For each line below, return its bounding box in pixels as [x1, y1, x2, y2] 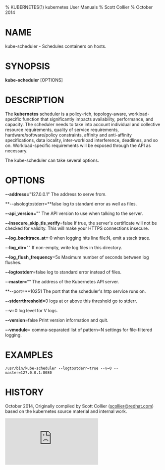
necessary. [5, 147, 28, 153]
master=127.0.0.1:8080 [5, 370, 52, 375]
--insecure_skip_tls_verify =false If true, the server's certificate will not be [5, 220, 157, 226]
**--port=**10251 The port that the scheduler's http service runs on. [5, 288, 146, 294]
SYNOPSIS [5, 61, 51, 72]
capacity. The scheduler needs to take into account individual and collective [5, 121, 161, 127]
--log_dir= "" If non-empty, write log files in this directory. [5, 244, 122, 250]
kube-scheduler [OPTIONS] [5, 77, 63, 83]
